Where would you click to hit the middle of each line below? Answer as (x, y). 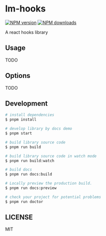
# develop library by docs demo (39, 129)
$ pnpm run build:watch (30, 160)
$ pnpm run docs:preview (31, 188)
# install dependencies (30, 115)
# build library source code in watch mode (51, 156)
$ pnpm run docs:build (29, 174)
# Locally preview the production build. (49, 183)
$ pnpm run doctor (24, 201)
